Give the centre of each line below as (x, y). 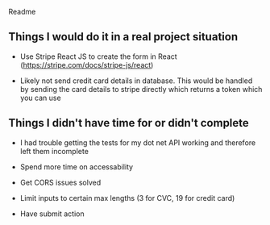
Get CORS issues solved (60, 182)
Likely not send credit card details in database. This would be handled (136, 81)
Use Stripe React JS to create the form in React (98, 56)
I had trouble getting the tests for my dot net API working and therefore (138, 142)
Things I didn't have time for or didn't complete (129, 123)
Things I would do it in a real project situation (123, 37)
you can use (41, 98)
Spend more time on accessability (77, 167)
